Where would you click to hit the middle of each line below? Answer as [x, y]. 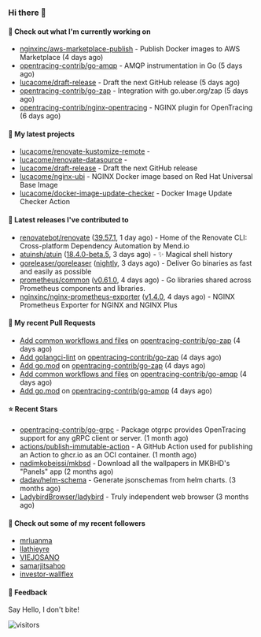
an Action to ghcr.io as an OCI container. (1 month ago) [108, 454]
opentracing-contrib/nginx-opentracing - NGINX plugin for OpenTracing [136, 108]
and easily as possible [55, 271]
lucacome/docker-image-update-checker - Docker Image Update [126, 193]
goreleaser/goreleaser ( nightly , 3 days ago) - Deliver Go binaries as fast [136, 263]
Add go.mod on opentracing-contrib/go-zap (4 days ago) [112, 365]
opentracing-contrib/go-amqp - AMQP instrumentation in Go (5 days [131, 65]
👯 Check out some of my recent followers [77, 523]
